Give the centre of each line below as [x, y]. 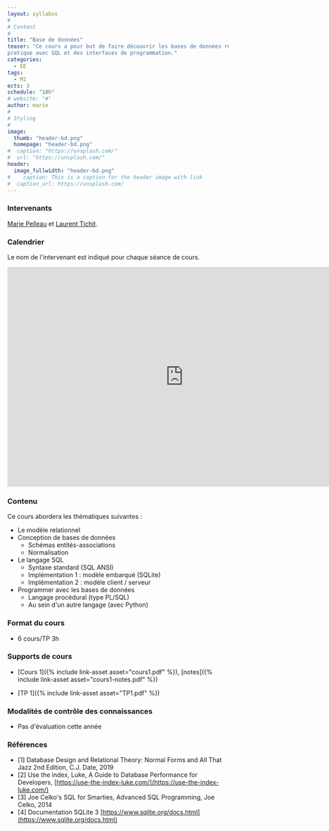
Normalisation [48, 553]
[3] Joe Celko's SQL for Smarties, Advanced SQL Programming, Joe [116, 797]
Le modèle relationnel [49, 530]
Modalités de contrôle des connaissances [80, 711]
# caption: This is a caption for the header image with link [105, 177]
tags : [15, 72]
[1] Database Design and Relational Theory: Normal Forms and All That [120, 760]
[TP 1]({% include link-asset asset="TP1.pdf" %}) [89, 692]
